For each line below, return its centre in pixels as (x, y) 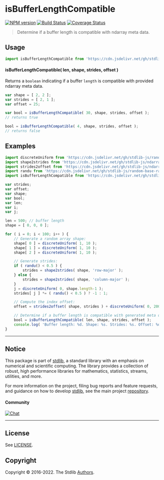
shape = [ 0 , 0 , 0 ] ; (27, 226)
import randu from (24, 171)
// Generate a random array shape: (50, 239)
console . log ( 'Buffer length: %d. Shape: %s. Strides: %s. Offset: (84, 325)
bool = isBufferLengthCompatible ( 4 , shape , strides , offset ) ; (72, 126)
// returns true (21, 118)
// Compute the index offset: (45, 302)
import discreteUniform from (35, 157)
